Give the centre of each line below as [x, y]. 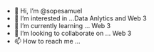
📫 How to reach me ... [47, 41]
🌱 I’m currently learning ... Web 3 [62, 26]
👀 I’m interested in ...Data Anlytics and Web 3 [81, 18]
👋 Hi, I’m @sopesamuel [48, 11]
